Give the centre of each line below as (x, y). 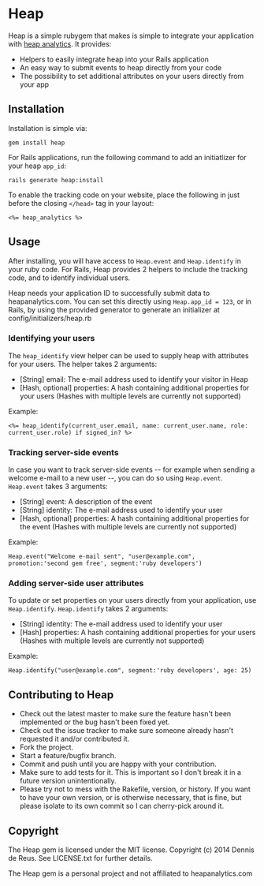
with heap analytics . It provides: (60, 43)
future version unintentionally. (68, 781)
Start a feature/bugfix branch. (68, 756)
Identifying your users (52, 338)
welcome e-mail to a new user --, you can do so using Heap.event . (115, 478)
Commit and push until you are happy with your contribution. (118, 764)
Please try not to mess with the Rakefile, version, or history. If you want (135, 789)
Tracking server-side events (64, 452)
